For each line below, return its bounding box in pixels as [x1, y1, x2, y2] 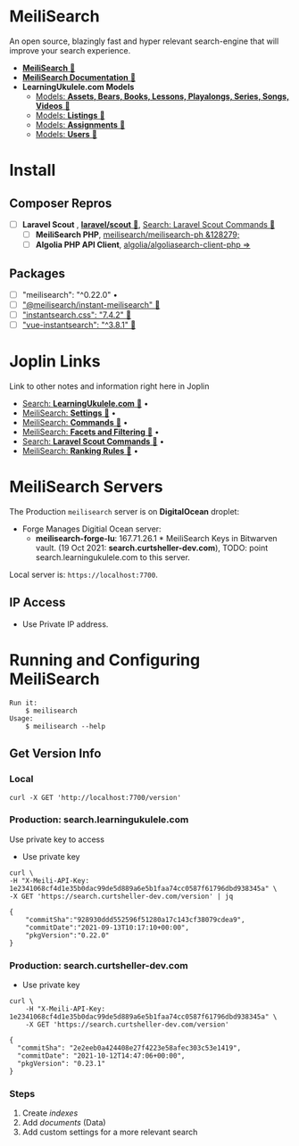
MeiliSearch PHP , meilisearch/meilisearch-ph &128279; [35, 229, 240, 240]
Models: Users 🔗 [35, 128, 98, 139]
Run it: [9, 698, 38, 707]
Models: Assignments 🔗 [35, 119, 126, 130]
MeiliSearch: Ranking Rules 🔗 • [21, 446, 138, 457]
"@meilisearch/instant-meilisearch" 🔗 [21, 300, 161, 309]
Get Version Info [9, 746, 102, 762]
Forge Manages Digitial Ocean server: [21, 524, 162, 534]
